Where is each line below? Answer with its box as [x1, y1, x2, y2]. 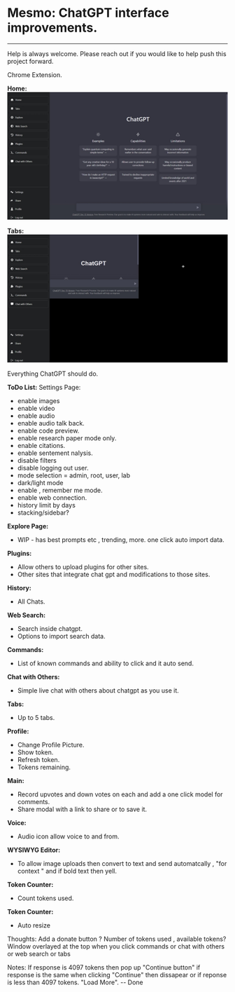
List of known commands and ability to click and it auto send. [17, 659, 194, 667]
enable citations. [17, 441, 66, 449]
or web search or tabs [7, 949, 71, 958]
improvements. [7, 20, 98, 36]
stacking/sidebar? [17, 508, 70, 517]
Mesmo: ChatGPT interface [7, 5, 169, 21]
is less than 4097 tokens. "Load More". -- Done [7, 978, 143, 986]
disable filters [17, 456, 57, 464]
